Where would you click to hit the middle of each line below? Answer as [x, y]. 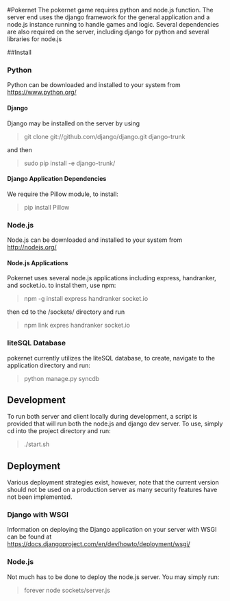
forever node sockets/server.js [67, 590]
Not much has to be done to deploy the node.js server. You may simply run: [113, 577]
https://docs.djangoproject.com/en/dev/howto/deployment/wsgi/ [99, 544]
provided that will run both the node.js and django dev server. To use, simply [115, 424]
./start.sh [37, 444]
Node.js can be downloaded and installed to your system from [95, 240]
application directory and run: [49, 365]
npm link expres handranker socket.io [77, 326]
